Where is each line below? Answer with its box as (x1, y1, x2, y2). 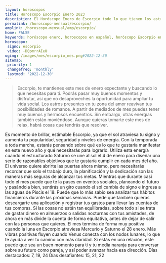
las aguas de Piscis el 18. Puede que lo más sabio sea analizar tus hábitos (5, 189, 155, 195)
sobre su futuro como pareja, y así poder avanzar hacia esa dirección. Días (5, 247, 158, 253)
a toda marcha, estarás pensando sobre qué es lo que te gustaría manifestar (5, 142, 161, 148)
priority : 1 (7, 62, 32, 67)
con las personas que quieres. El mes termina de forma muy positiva (5, 220, 145, 226)
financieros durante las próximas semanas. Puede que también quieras (5, 194, 150, 200)
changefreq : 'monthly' (7, 67, 54, 72)
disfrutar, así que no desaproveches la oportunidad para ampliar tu (17, 95, 153, 101)
